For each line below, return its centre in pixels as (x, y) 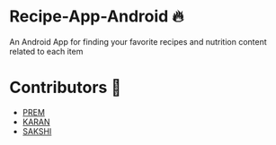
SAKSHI (37, 131)
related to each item (46, 51)
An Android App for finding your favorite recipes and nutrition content (138, 41)
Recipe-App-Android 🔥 (97, 17)
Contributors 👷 (66, 88)
